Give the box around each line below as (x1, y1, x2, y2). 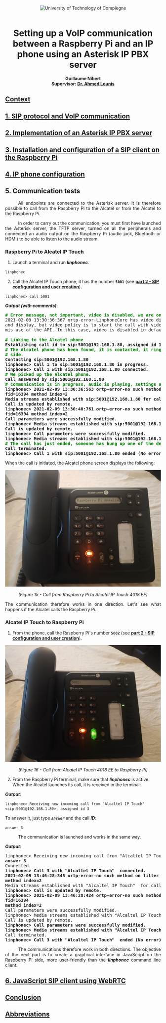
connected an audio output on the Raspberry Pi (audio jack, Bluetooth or (5, 230, 161, 236)
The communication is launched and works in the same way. (18, 834, 141, 840)
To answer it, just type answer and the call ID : (5, 815, 96, 821)
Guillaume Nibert (65, 75, 101, 81)
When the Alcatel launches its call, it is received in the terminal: (12, 782, 141, 788)
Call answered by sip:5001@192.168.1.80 (5, 376, 105, 382)
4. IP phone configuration (5, 170, 85, 178)
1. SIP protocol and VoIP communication (5, 112, 130, 120)
